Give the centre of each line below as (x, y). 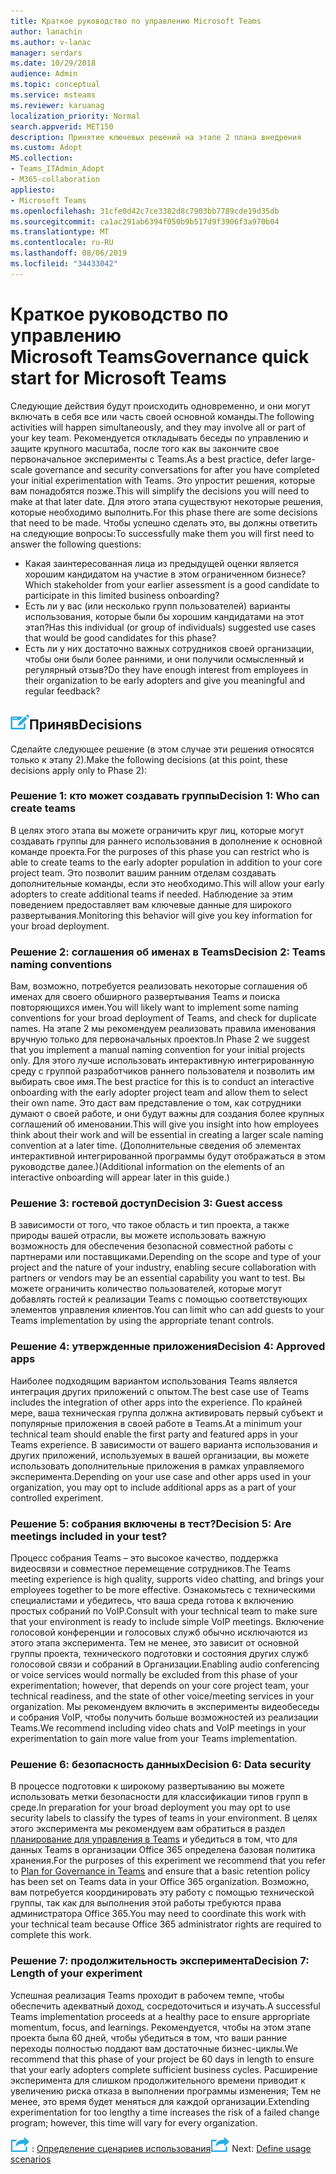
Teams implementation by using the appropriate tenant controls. (142, 1321)
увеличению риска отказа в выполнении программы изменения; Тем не (166, 2091)
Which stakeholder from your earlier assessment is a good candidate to (172, 584)
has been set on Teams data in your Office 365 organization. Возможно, (160, 1882)
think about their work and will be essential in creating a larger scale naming (167, 1135)
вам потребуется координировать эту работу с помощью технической (162, 1892)
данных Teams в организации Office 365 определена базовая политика (163, 1850)
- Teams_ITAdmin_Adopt (57, 169)
